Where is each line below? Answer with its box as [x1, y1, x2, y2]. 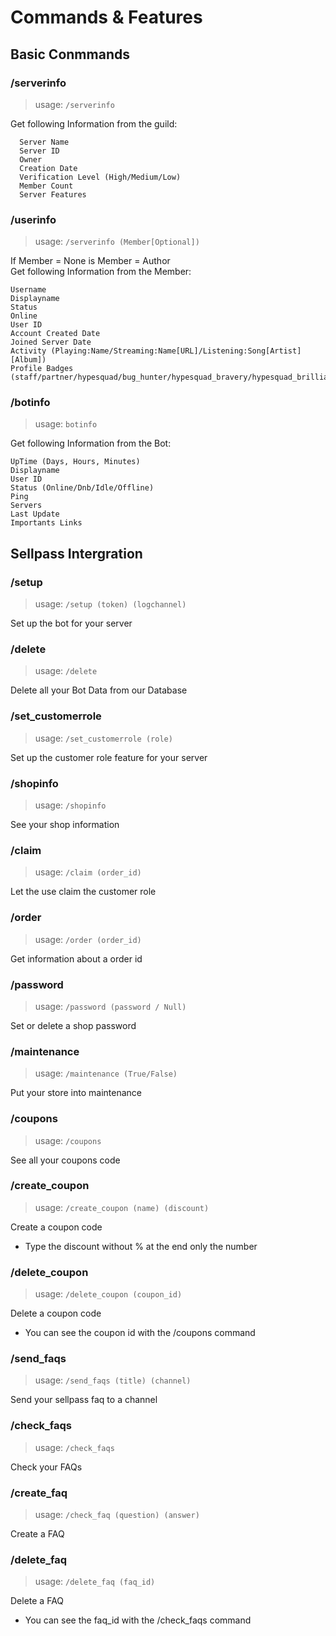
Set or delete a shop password [10, 1019, 137, 1031]
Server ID [19, 146, 60, 156]
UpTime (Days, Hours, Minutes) [10, 457, 141, 467]
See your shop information [10, 819, 120, 831]
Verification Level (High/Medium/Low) [19, 172, 182, 182]
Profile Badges [10, 364, 74, 374]
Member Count [19, 181, 74, 191]
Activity [10, 346, 47, 356]
